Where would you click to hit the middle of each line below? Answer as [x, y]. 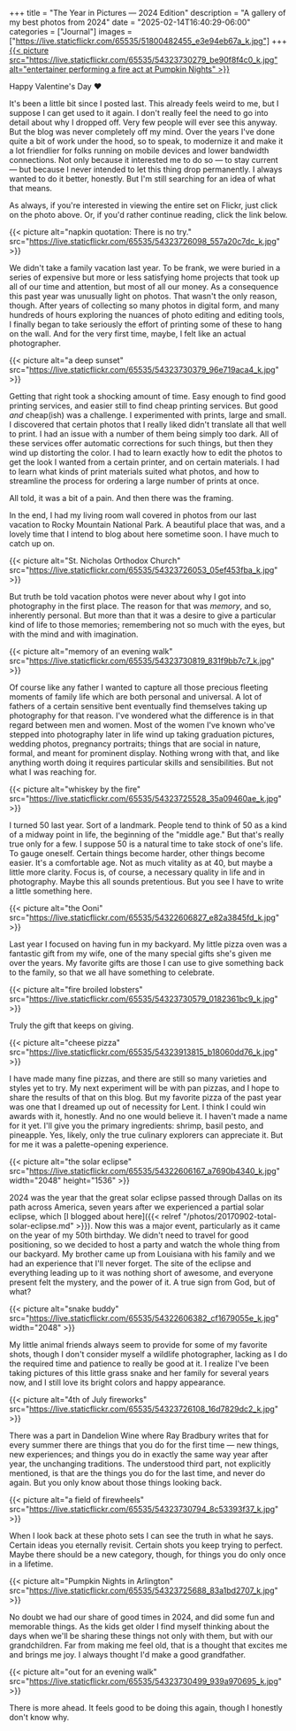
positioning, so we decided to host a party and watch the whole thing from [144, 1244]
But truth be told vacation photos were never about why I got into [128, 596]
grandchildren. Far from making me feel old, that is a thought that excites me [148, 1645]
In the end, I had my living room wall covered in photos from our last [133, 515]
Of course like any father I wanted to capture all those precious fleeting [139, 687]
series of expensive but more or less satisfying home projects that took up [144, 277]
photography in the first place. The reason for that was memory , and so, [140, 606]
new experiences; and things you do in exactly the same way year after [139, 1454]
